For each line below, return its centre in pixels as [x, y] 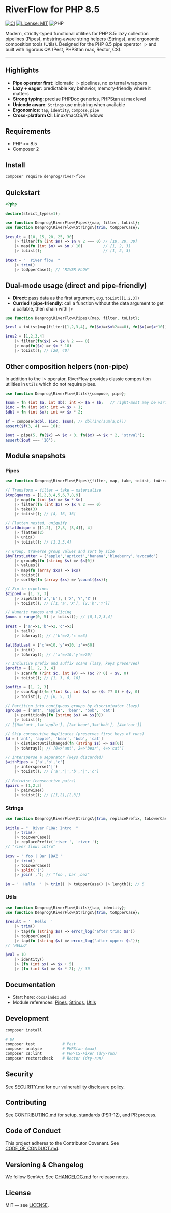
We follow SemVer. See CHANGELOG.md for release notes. [67, 1177]
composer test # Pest [41, 1044]
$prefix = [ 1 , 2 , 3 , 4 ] [31, 668]
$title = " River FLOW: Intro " [42, 828]
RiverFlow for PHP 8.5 [52, 9]
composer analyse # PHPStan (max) [51, 1049]
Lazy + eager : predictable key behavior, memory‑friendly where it [82, 88]
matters [21, 93]
